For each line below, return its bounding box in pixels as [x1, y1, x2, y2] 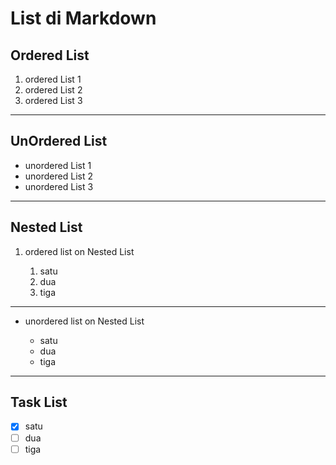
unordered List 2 [24, 170, 93, 182]
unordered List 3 [24, 180, 94, 192]
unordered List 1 [24, 159, 92, 171]
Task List [10, 394, 68, 411]
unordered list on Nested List [24, 315, 145, 327]
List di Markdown [10, 7, 157, 30]
